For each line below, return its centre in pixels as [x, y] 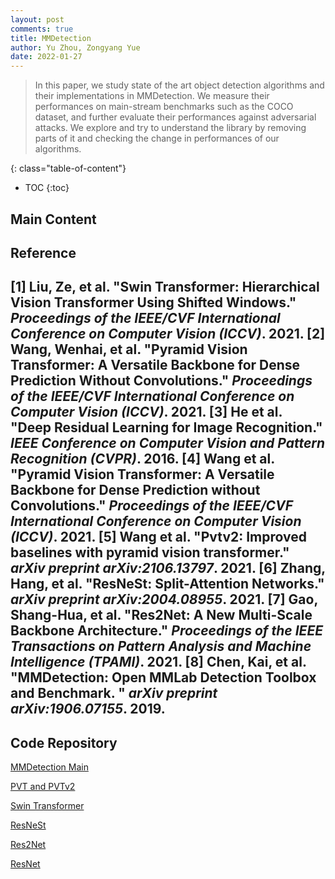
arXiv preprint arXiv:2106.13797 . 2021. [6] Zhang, [168, 568]
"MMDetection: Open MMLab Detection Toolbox [163, 677]
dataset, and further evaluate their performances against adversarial [175, 117]
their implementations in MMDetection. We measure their [152, 96]
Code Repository [64, 742]
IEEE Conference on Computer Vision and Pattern [168, 443]
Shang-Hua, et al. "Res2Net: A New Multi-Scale [161, 615]
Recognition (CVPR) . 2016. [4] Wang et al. [142, 459]
